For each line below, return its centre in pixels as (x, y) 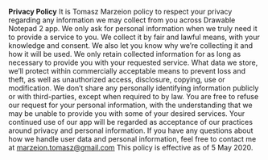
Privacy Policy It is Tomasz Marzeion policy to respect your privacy (120, 12)
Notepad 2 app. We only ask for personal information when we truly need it (133, 28)
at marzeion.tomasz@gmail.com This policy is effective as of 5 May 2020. (131, 148)
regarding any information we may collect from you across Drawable (122, 20)
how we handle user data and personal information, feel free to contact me (132, 139)
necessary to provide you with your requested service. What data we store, (133, 62)
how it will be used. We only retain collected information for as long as (125, 54)
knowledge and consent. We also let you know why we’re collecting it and (131, 46)
